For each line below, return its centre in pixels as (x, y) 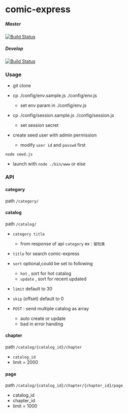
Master (13, 24)
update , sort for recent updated (53, 279)
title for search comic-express (46, 254)
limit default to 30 (32, 289)
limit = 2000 (25, 362)
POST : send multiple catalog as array (51, 308)
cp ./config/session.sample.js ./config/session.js (63, 116)
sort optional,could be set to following (53, 263)
